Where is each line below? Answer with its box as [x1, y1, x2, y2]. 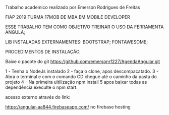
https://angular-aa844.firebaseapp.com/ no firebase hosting [5, 104, 131, 110]
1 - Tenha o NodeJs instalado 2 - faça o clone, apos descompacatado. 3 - [5, 68, 159, 74]
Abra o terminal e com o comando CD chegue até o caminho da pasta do [5, 74, 157, 80]
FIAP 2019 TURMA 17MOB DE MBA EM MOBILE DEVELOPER [5, 14, 130, 20]
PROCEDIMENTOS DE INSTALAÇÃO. [5, 49, 81, 54]
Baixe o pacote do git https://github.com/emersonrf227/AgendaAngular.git [5, 59, 160, 65]
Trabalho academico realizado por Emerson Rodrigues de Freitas [5, 5, 140, 10]
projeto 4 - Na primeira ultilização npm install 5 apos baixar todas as [5, 79, 147, 85]
